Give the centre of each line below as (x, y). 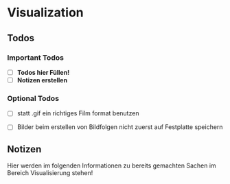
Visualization (45, 13)
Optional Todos (33, 98)
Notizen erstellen (42, 80)
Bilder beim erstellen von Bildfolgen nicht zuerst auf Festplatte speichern (120, 127)
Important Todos (35, 58)
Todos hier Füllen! (43, 72)
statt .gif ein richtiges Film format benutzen (78, 113)
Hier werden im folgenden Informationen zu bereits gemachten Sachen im (112, 165)
